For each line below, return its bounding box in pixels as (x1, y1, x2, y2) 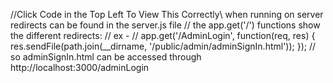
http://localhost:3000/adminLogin (10, 62, 150, 73)
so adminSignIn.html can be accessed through (10, 51, 202, 63)
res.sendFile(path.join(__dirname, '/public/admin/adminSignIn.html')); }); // (10, 40, 317, 52)
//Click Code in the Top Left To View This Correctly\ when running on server (10, 9, 324, 20)
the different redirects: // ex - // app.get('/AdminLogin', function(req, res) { (10, 30, 316, 41)
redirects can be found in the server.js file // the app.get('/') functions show (10, 19, 321, 31)
